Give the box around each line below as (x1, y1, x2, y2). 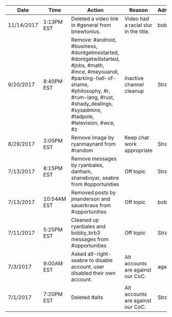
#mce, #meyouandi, (71, 69, 119, 75)
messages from (71, 236, 109, 242)
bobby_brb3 (71, 230, 101, 236)
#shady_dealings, (71, 100, 113, 107)
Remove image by (71, 134, 114, 141)
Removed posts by (71, 189, 116, 196)
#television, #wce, (71, 120, 115, 126)
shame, (71, 81, 89, 88)
